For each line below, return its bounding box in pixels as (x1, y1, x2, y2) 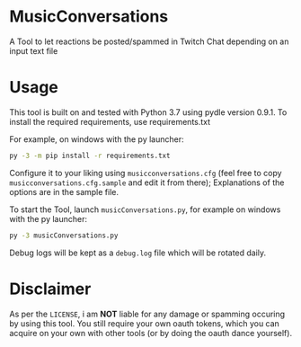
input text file (9, 45, 58, 56)
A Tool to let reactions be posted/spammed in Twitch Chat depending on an (9, 36, 289, 47)
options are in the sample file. (9, 186, 120, 197)
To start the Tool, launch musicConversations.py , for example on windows (9, 204, 281, 215)
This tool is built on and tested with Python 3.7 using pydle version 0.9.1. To (9, 106, 288, 118)
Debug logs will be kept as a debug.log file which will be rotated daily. (9, 247, 267, 258)
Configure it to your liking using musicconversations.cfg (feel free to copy (9, 167, 282, 178)
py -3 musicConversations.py (9, 231, 119, 240)
